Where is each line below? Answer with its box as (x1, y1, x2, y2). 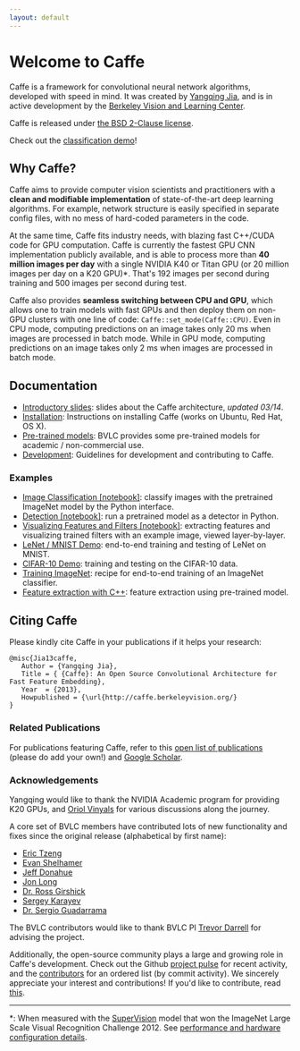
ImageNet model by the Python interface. (21, 502, 174, 513)
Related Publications (9, 722, 101, 734)
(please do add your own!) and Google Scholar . (9, 751, 183, 762)
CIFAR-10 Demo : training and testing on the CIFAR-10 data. (21, 558, 238, 569)
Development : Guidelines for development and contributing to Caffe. (21, 449, 274, 461)
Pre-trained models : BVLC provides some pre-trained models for (21, 430, 261, 441)
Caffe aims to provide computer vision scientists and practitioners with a (9, 184, 276, 195)
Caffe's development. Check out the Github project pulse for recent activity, (9, 958, 288, 969)
